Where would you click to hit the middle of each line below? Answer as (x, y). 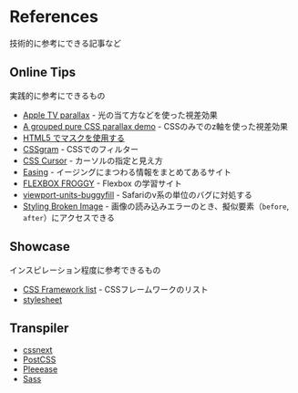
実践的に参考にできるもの (57, 95)
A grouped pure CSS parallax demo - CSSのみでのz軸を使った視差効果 (155, 126)
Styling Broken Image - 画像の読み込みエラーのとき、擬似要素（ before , (156, 206)
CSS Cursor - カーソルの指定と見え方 (93, 160)
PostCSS (39, 360)
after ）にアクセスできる (69, 217)
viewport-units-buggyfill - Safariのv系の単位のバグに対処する (137, 194)
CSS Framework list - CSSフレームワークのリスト (115, 289)
